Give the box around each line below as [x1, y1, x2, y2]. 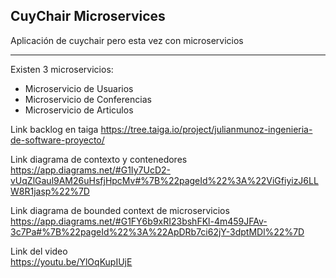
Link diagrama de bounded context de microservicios [10, 204, 230, 216]
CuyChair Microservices [10, 8, 166, 25]
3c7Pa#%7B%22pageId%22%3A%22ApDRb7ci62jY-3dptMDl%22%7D [10, 225, 305, 238]
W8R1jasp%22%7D [10, 185, 90, 197]
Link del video [10, 245, 68, 257]
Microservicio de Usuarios [24, 82, 134, 94]
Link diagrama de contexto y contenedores [10, 153, 188, 165]
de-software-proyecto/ [10, 134, 105, 146]
